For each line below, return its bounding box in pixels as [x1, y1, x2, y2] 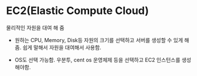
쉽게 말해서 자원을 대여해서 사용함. [22, 44, 101, 51]
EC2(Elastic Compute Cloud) [6, 4, 149, 18]
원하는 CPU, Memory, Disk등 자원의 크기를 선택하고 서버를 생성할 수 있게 [14, 36, 183, 43]
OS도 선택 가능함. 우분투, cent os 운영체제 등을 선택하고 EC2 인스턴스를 [14, 56, 181, 63]
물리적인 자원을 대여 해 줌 [6, 24, 65, 31]
